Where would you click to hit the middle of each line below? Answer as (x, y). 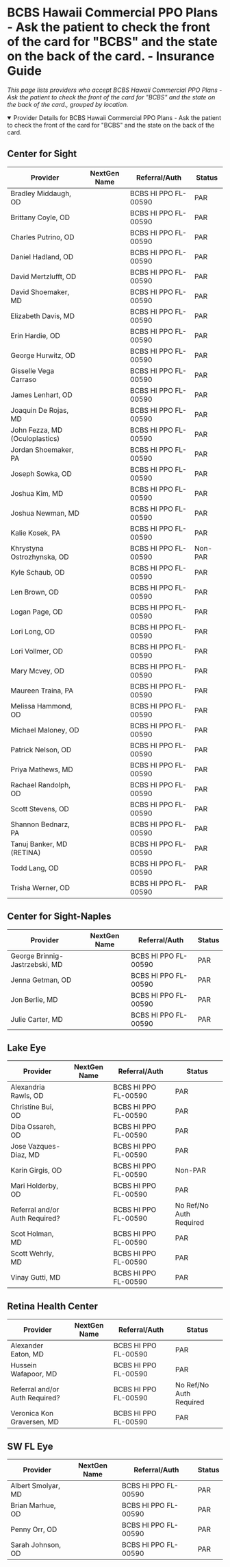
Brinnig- (50, 956)
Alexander (27, 1345)
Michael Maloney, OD (45, 730)
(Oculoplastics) (35, 438)
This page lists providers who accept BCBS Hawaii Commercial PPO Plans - (115, 90)
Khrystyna (27, 548)
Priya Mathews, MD (42, 769)
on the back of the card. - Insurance (111, 57)
